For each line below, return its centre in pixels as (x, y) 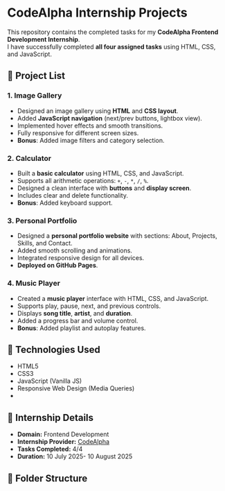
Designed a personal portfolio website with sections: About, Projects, (117, 236)
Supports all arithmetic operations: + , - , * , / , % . (83, 180)
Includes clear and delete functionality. (72, 195)
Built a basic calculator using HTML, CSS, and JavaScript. (101, 173)
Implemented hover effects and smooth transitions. (90, 126)
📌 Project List (36, 76)
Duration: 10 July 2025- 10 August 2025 (75, 456)
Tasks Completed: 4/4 (50, 449)
